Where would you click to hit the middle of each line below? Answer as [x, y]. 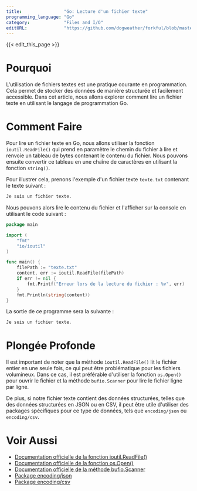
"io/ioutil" [31, 246]
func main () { [23, 262]
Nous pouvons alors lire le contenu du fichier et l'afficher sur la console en [96, 208]
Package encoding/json [43, 476]
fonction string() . [28, 168]
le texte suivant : [26, 186]
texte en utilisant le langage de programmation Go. [67, 103]
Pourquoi [29, 68]
